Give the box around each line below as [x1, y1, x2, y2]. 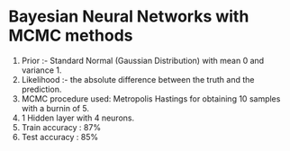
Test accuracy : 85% [21, 131, 99, 142]
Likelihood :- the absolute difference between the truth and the [21, 74, 255, 84]
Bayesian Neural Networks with [8, 6, 249, 27]
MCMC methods [8, 25, 133, 46]
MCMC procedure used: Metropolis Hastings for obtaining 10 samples [21, 93, 281, 104]
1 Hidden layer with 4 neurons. [21, 112, 135, 123]
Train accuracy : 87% [21, 121, 101, 132]
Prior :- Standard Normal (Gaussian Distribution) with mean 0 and [21, 55, 265, 66]
